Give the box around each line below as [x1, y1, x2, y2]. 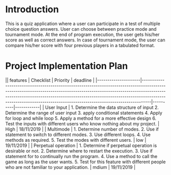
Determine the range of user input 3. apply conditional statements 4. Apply [5, 110, 162, 116]
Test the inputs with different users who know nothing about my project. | [5, 120, 160, 126]
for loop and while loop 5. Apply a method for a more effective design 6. [5, 115, 157, 121]
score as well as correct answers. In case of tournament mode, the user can [5, 37, 166, 43]
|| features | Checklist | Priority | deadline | [5, 77, 95, 83]
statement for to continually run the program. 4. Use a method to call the [5, 153, 158, 159]
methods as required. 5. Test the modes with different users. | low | [5, 137, 146, 143]
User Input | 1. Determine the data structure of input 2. [45, 104, 159, 111]
